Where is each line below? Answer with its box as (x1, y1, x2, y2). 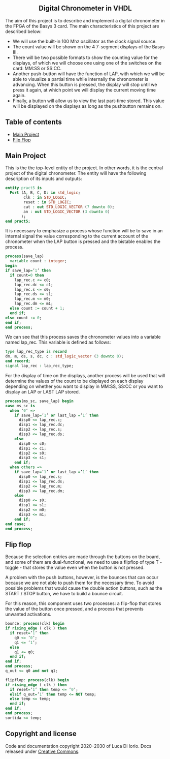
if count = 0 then (10, 272, 44, 278)
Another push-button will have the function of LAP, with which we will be (12, 71, 165, 77)
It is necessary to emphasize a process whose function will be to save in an (5, 228, 163, 234)
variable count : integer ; (10, 259, 67, 264)
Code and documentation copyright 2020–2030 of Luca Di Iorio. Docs (5, 743, 152, 749)
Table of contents (5, 118, 62, 127)
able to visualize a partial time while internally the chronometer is (12, 76, 149, 82)
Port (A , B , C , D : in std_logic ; (10, 190, 81, 195)
